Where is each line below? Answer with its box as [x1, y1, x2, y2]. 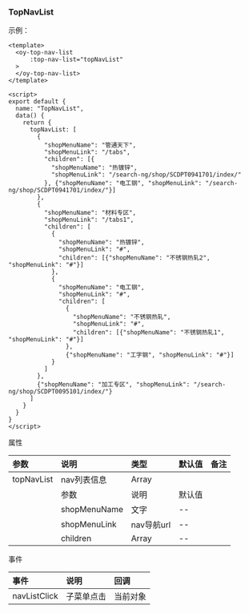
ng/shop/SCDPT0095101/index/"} [8, 388, 113, 396]
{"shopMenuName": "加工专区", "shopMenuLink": [37, 381, 191, 389]
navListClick [12, 591, 58, 602]
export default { [8, 98, 66, 106]
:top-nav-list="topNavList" [29, 55, 124, 64]
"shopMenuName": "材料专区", [43, 209, 137, 217]
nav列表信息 [60, 474, 107, 486]
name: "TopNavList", [15, 105, 84, 113]
